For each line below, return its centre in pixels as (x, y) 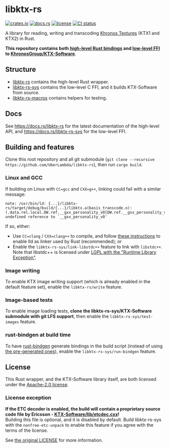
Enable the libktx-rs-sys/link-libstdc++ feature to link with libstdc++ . (88, 247)
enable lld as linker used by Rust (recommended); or (67, 241)
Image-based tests (29, 300)
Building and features (40, 147)
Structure (21, 70)
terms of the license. (27, 430)
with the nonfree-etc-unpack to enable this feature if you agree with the (79, 425)
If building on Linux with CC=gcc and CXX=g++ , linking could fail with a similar (83, 189)
